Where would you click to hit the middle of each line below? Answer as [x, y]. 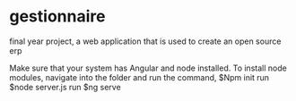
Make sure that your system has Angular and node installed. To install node [148, 68]
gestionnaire [57, 17]
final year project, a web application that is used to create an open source [145, 41]
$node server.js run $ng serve [65, 87]
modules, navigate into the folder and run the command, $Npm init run [139, 77]
